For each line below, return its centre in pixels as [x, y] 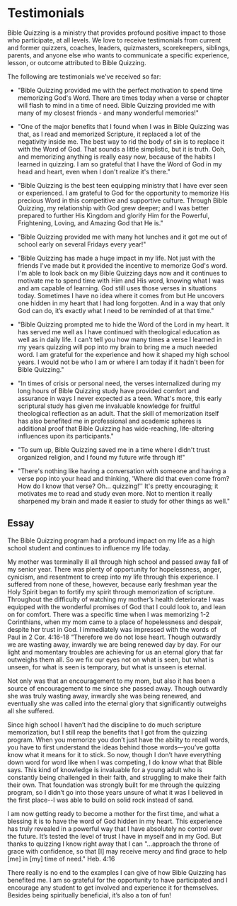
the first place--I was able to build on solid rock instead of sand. [101, 800]
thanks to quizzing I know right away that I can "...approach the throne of [114, 844]
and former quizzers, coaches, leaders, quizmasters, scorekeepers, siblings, [119, 47]
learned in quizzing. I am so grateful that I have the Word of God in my [120, 164]
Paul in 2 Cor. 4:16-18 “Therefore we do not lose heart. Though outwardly [114, 637]
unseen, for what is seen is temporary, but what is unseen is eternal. [107, 667]
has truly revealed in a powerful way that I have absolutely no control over [115, 828]
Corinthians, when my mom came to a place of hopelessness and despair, [115, 622]
